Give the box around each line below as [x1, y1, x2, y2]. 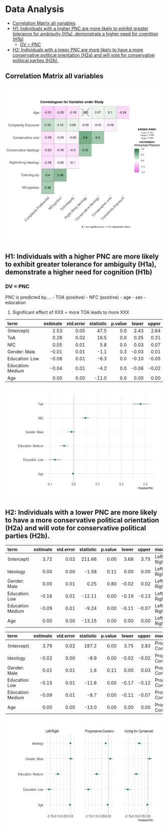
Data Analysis [5, 4, 64, 15]
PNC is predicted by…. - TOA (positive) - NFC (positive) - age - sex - [5, 294, 146, 300]
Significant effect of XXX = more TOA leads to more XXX [12, 309, 129, 315]
